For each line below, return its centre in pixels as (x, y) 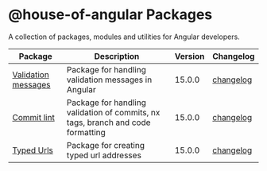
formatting (86, 132)
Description (117, 56)
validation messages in (109, 80)
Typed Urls (33, 150)
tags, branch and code (108, 122)
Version (190, 56)
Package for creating (106, 145)
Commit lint (34, 117)
